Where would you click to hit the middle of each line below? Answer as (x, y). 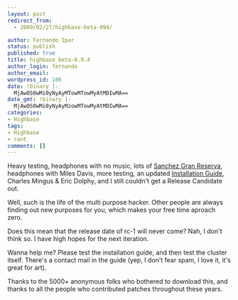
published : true (31, 53)
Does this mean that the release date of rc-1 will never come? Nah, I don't (115, 231)
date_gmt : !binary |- (39, 100)
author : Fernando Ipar (41, 40)
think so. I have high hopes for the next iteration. (78, 239)
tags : (15, 126)
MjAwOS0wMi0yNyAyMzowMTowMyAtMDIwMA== (71, 106)
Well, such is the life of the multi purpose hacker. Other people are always (115, 203)
